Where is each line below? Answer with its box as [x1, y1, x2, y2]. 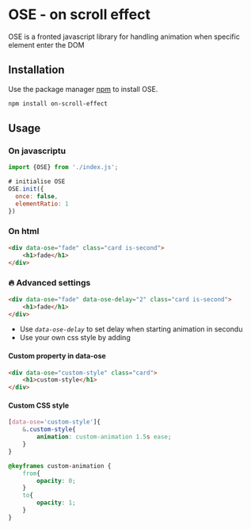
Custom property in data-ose [8, 351, 107, 360]
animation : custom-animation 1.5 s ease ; [36, 433, 172, 441]
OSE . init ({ [8, 185, 44, 194]
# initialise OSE [8, 178, 66, 186]
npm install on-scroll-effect [8, 99, 108, 108]
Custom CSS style [8, 401, 70, 410]
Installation [8, 63, 65, 77]
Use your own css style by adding [19, 333, 131, 343]
